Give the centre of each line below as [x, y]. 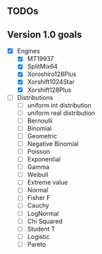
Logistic [38, 236]
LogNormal [43, 213]
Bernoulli [40, 120]
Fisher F [39, 198]
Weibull [38, 175]
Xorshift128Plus [49, 90]
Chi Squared [45, 221]
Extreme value [48, 182]
